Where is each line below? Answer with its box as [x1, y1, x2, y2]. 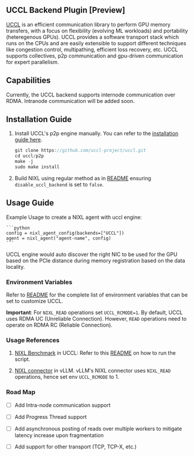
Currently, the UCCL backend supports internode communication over [6, 91, 176, 98]
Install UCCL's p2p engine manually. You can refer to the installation [14, 130, 179, 137]
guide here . [14, 136, 43, 144]
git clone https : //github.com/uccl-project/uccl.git [14, 148, 147, 154]
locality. [6, 263, 25, 270]
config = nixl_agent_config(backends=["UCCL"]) [6, 230, 125, 236]
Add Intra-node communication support [14, 401, 111, 408]
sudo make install [14, 164, 60, 170]
